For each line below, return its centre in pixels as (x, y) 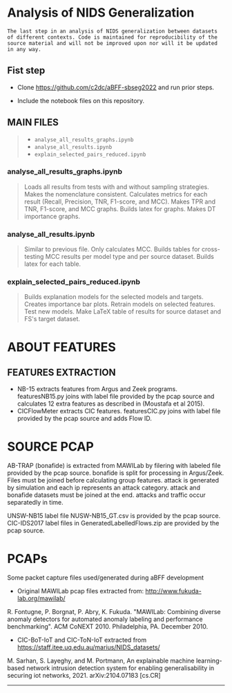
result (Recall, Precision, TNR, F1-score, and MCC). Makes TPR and (120, 201)
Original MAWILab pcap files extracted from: (80, 591)
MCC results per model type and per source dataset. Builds (129, 257)
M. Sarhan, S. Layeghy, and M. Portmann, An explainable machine (101, 661)
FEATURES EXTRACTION (61, 373)
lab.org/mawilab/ (41, 598)
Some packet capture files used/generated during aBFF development (106, 578)
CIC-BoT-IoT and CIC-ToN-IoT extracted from (82, 640)
